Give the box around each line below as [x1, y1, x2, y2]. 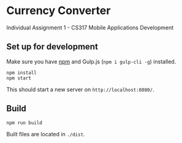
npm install [6, 70, 37, 76]
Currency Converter [6, 4, 111, 18]
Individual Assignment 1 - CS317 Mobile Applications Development [6, 24, 174, 31]
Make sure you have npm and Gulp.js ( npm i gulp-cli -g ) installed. [6, 57, 176, 65]
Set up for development [6, 42, 98, 52]
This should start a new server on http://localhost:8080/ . [6, 86, 154, 93]
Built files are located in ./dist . [6, 130, 85, 137]
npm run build [6, 120, 43, 126]
